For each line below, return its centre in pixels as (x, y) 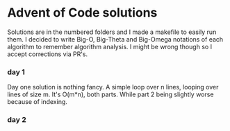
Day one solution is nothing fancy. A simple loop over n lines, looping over (113, 87)
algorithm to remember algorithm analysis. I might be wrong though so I (110, 46)
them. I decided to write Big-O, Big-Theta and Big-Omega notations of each (115, 39)
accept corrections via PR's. (48, 54)
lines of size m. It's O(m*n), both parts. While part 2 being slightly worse (110, 94)
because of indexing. (38, 102)
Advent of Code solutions (82, 13)
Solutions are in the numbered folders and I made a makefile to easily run (112, 32)
